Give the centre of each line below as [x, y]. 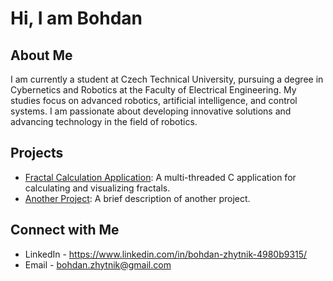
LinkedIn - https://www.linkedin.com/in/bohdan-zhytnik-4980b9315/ [166, 254]
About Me [41, 55]
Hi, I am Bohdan [76, 18]
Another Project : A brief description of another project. [137, 198]
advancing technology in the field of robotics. [104, 121]
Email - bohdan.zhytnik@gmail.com [98, 264]
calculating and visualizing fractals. [97, 188]
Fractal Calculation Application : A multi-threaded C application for [160, 177]
